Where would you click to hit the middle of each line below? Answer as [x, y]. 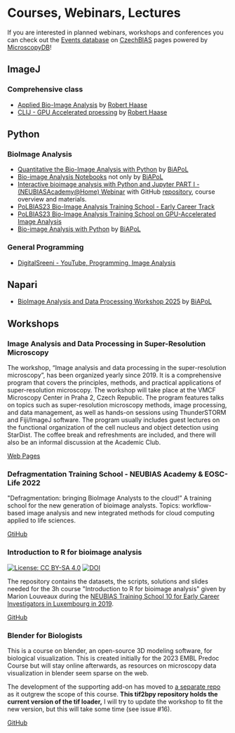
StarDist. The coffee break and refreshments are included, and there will [112, 435]
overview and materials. [52, 199]
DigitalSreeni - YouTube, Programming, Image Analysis [96, 263]
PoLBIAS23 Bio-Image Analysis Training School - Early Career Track [116, 207]
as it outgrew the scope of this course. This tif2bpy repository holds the [113, 694]
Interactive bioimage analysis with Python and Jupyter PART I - [108, 185]
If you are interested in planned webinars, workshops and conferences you [115, 32]
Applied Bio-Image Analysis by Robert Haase [82, 105]
